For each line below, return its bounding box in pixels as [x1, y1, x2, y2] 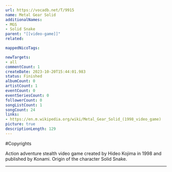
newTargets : [5, 54, 31, 60]
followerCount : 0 [5, 98, 42, 103]
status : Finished [5, 74, 42, 79]
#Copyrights [5, 140, 32, 146]
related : [5, 36, 24, 42]
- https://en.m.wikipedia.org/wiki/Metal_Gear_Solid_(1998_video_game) [5, 117, 161, 122]
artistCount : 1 [5, 83, 38, 89]
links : [5, 112, 19, 117]
